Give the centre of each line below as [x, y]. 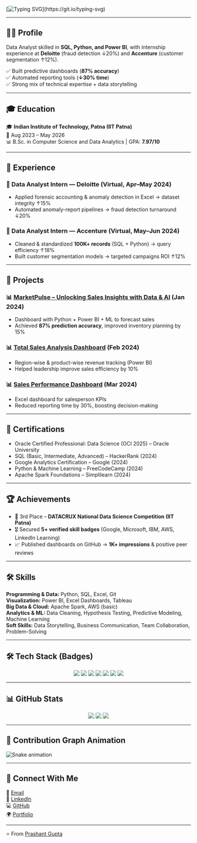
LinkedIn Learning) [37, 538]
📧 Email [15, 793]
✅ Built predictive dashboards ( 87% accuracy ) [63, 71]
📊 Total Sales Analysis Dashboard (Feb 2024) [73, 348]
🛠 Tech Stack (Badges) [50, 656]
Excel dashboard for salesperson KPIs [60, 399]
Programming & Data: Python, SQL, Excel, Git [61, 594]
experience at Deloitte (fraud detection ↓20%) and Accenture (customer [95, 53]
